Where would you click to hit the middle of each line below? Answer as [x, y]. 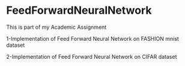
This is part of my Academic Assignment [56, 27]
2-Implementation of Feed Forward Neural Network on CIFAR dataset [92, 56]
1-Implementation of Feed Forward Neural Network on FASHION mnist [92, 38]
